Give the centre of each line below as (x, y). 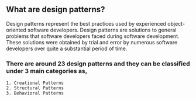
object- (176, 23)
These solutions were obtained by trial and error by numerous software (92, 42)
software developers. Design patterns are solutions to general (102, 30)
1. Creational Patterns (35, 83)
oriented (16, 30)
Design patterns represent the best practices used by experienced (86, 23)
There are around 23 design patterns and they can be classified (98, 64)
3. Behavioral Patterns (35, 93)
